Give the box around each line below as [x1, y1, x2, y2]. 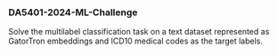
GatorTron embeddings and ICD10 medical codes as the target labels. [8, 35, 264, 46]
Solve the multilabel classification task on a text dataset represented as [8, 27, 270, 37]
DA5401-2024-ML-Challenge [8, 6, 138, 19]
